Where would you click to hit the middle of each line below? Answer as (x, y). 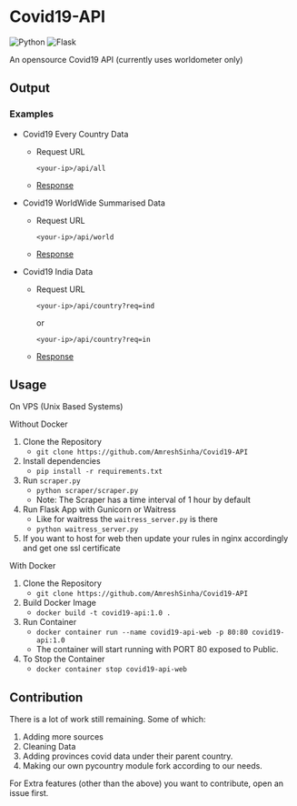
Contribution (46, 697)
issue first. (29, 793)
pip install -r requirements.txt (99, 472)
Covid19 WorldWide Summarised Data (94, 203)
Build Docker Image (59, 603)
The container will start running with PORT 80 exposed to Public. (157, 650)
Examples (32, 114)
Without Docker (39, 424)
